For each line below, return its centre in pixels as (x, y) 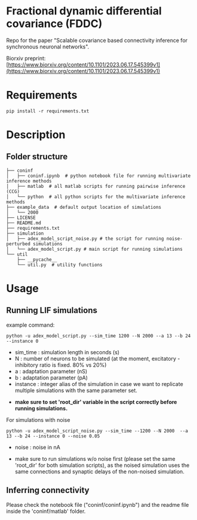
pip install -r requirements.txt (48, 111)
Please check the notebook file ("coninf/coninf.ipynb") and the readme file (98, 504)
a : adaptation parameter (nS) (51, 371)
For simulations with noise (38, 419)
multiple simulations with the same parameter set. (76, 390)
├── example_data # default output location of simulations (84, 207)
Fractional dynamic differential (84, 11)
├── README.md (24, 223)
